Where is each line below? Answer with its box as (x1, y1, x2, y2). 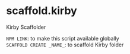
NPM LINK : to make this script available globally (6, 35, 120, 42)
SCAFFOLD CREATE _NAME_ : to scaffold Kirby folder (6, 41, 124, 48)
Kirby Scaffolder (6, 23, 46, 31)
